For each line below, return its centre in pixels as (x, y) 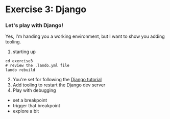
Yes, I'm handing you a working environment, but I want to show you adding (85, 36)
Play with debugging (34, 90)
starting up (24, 52)
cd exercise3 (19, 61)
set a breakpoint (30, 100)
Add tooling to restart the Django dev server (59, 85)
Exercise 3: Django (46, 9)
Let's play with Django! (34, 26)
